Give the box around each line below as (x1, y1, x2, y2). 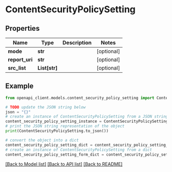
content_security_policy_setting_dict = (5, 142, 93, 147)
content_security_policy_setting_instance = (5, 119, 102, 124)
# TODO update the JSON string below (5, 104, 86, 110)
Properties (5, 24, 40, 33)
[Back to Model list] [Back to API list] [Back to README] (5, 161, 123, 167)
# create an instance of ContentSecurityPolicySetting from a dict (5, 147, 153, 152)
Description (62, 39, 92, 46)
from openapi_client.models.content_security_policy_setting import (5, 95, 155, 100)
